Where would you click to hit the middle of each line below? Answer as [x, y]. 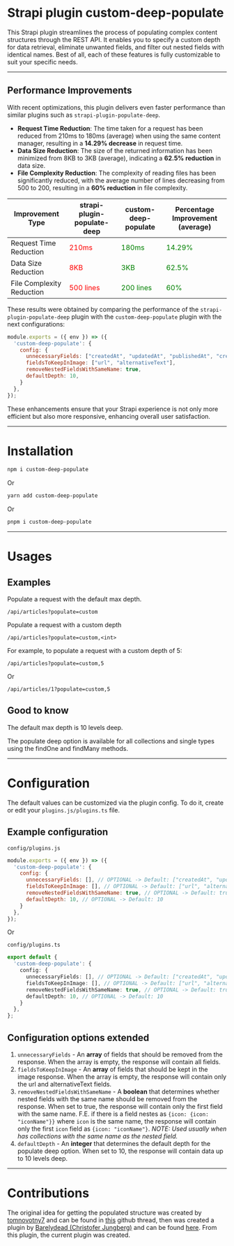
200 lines [136, 287]
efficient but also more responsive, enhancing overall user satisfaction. [109, 416]
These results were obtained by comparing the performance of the [103, 309]
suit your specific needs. [42, 62]
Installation [40, 451]
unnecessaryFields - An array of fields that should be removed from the [120, 1054]
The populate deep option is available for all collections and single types [111, 741]
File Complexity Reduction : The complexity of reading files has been [117, 173]
